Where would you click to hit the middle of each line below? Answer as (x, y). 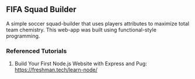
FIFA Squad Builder (41, 10)
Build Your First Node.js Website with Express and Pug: (81, 64)
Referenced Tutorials (36, 51)
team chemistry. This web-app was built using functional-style (81, 30)
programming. (23, 36)
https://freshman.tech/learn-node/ (56, 70)
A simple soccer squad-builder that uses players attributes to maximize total (98, 23)
